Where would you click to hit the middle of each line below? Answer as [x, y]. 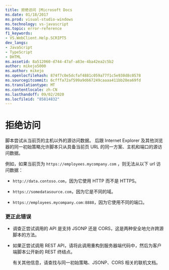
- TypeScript [19, 52]
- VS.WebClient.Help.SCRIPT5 [36, 38]
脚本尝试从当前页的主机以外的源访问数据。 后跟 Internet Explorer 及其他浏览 [84, 141]
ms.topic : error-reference [34, 29]
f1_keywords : [19, 33]
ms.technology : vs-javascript [37, 24]
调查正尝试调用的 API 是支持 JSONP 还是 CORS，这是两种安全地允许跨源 [88, 229]
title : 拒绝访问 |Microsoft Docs [39, 10]
